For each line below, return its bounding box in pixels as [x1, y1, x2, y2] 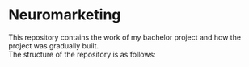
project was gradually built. [8, 40, 99, 50]
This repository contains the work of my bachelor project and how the [8, 32, 241, 42]
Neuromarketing [8, 6, 121, 24]
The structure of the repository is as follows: [8, 49, 156, 59]
